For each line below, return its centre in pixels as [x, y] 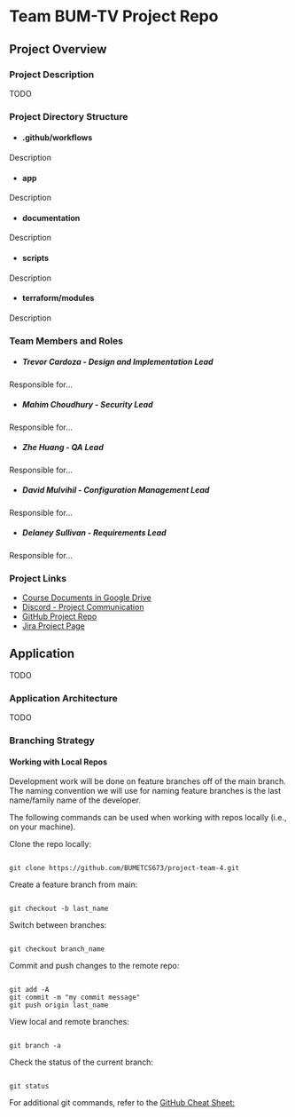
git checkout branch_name [57, 949]
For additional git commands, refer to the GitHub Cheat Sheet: [122, 1103]
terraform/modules [58, 298]
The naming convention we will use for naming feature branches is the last [145, 791]
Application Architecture [63, 698]
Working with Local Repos [58, 762]
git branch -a [35, 1046]
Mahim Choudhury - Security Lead [87, 405]
